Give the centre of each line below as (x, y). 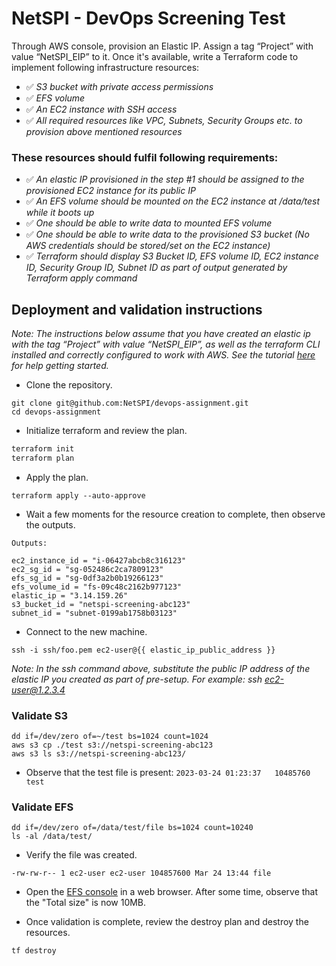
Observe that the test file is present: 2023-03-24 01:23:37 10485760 (168, 773)
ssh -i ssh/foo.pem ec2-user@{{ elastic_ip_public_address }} (143, 650)
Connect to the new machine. (86, 631)
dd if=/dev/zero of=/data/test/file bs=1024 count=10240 (132, 828)
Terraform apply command (81, 278)
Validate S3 (40, 715)
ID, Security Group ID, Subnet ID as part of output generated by (156, 268)
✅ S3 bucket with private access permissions (119, 86)
